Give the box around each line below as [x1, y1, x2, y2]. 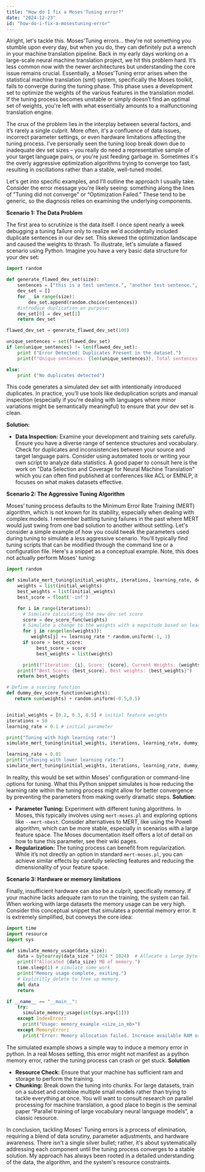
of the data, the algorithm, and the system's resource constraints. [6, 1158, 171, 1166]
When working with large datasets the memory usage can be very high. [6, 900, 186, 908]
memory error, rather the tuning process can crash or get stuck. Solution [6, 1056, 190, 1064]
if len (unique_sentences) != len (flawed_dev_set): [6, 344, 138, 350]
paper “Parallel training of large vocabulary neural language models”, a [15, 1107, 193, 1114]
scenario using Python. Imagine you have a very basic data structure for [6, 247, 188, 255]
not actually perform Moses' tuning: [6, 554, 96, 562]
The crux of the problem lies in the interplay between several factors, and [6, 121, 191, 128]
